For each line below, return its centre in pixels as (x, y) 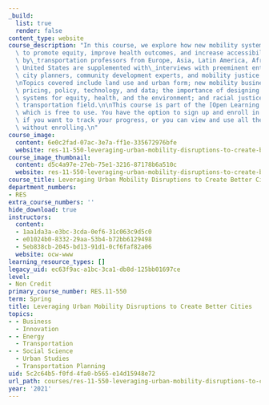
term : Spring (30, 299)
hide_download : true (43, 209)
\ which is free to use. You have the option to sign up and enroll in (138, 113)
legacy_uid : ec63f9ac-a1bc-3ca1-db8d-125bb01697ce (94, 269)
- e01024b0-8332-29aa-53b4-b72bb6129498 (84, 240)
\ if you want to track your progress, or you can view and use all (132, 120)
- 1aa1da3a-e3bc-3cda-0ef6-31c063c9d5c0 (84, 232)
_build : (21, 16)
